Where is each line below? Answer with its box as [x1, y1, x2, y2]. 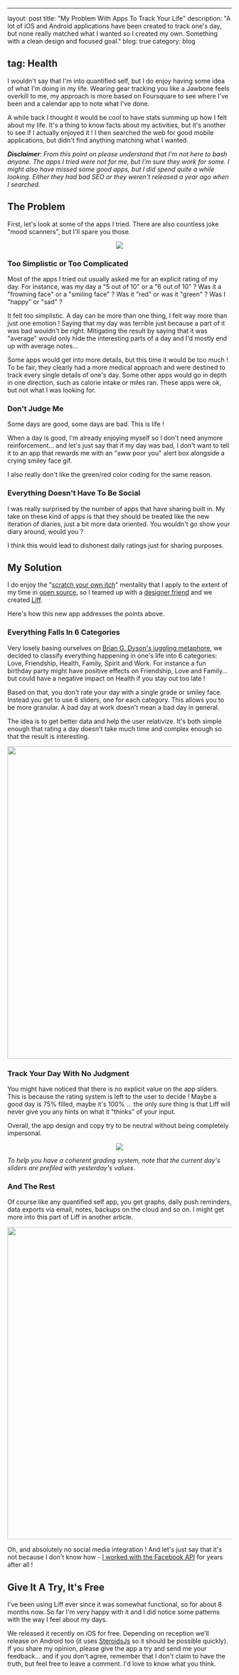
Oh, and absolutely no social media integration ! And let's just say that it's [7, 1545, 223, 1554]
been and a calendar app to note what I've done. [7, 99, 150, 108]
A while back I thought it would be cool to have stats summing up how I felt [7, 113, 228, 121]
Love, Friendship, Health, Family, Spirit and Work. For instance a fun [7, 658, 206, 668]
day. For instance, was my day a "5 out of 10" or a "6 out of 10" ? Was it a [7, 282, 222, 291]
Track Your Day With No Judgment [7, 1068, 129, 1078]
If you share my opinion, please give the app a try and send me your [7, 1644, 208, 1653]
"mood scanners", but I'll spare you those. [7, 227, 131, 236]
